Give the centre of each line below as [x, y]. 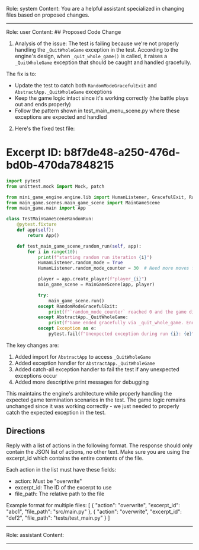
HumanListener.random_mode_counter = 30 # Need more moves [113, 268]
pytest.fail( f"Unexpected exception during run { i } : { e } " [121, 334]
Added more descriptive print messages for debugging [82, 382]
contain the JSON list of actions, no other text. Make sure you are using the [98, 451]
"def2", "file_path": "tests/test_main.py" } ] [58, 518]
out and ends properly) [43, 104]
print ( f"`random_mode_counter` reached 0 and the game [117, 312]
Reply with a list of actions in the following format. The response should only [99, 445]
